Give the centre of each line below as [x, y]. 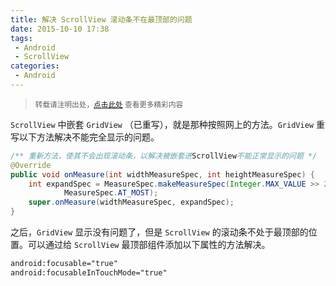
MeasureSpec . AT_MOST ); [111, 193]
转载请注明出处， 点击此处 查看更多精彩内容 [109, 104]
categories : [35, 66]
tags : [21, 38]
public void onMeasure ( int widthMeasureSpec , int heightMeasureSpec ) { [162, 174]
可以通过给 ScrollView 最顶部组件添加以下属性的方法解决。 [149, 244]
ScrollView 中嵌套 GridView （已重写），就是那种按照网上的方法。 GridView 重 [167, 124]
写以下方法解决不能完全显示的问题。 [85, 137]
